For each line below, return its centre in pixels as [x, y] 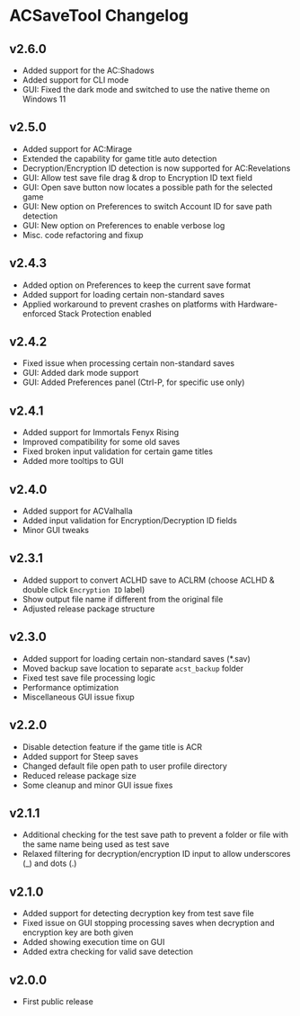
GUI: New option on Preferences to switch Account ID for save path [147, 206]
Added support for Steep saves [80, 756]
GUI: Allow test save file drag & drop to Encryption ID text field [137, 177]
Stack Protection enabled [105, 313]
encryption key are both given [78, 932]
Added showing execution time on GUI [93, 942]
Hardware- [258, 304]
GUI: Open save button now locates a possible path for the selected [147, 187]
